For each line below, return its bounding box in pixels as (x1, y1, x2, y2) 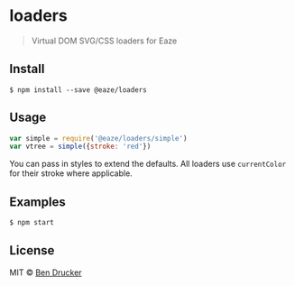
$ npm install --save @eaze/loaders (9, 85, 147, 95)
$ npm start (9, 218, 54, 227)
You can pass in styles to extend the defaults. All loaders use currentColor (9, 159, 287, 170)
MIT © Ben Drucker (9, 267, 83, 278)
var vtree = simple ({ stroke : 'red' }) (9, 142, 152, 152)
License (9, 243, 55, 258)
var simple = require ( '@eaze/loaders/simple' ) (9, 134, 188, 143)
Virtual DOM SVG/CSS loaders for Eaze (31, 35, 178, 46)
